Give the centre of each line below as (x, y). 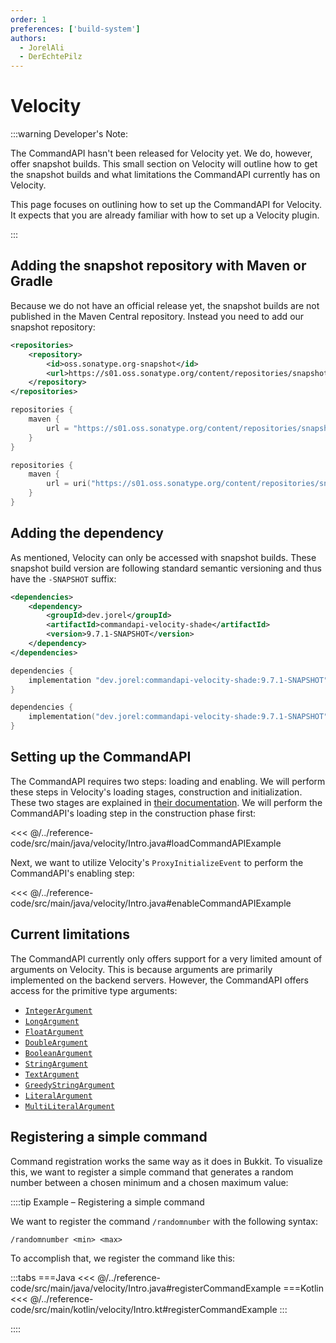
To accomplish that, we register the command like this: (123, 1258)
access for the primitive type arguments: (94, 990)
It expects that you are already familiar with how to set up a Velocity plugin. (165, 215)
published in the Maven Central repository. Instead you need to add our (157, 316)
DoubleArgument (56, 1042)
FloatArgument (54, 1032)
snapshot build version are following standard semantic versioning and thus (166, 568)
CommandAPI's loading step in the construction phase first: (133, 813)
